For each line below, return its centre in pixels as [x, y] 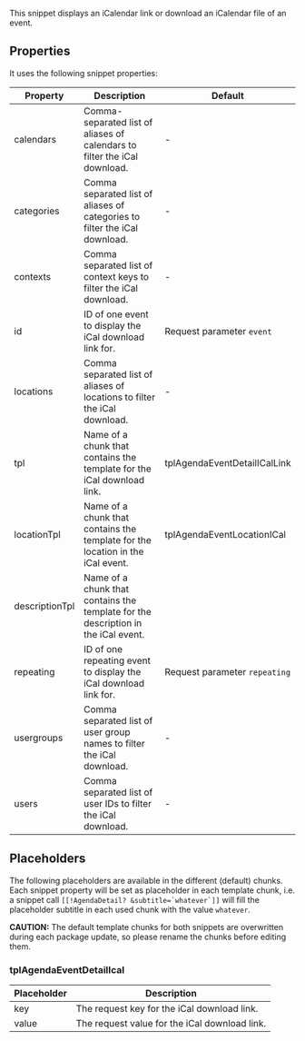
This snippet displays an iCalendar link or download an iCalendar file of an [148, 13]
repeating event [117, 660]
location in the [113, 551]
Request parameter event [218, 331]
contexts [33, 276]
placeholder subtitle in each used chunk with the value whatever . [130, 909]
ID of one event [116, 314]
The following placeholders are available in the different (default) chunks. [146, 880]
